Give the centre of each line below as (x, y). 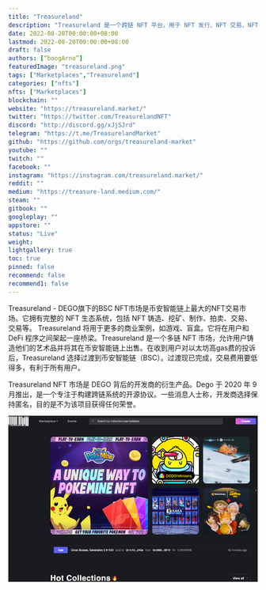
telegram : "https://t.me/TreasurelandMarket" (84, 134)
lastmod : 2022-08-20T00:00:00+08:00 (68, 42)
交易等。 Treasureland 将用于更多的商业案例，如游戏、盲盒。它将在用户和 (129, 327)
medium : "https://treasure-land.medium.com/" (84, 192)
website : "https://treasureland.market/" (78, 108)
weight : (21, 242)
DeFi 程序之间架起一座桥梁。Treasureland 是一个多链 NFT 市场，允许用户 (127, 338)
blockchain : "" (33, 100)
